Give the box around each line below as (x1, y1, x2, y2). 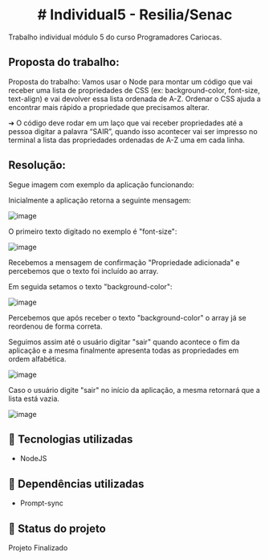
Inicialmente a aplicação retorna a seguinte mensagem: (8, 195, 191, 205)
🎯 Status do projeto (8, 521, 106, 535)
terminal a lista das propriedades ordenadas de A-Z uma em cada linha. (8, 135, 245, 145)
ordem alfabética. (8, 354, 67, 363)
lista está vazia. (8, 394, 60, 403)
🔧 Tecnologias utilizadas (8, 432, 133, 446)
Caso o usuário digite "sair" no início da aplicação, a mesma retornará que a (8, 385, 260, 394)
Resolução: (8, 158, 67, 172)
